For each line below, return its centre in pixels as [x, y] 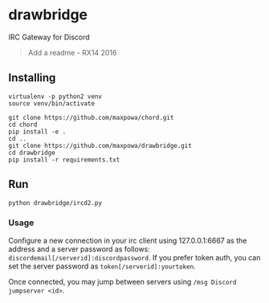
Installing [32, 78]
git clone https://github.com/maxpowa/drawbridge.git [100, 145]
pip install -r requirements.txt [64, 160]
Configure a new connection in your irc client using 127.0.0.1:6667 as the [128, 240]
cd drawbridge [32, 153]
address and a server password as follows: [79, 249]
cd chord [23, 125]
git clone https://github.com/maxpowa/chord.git [91, 117]
